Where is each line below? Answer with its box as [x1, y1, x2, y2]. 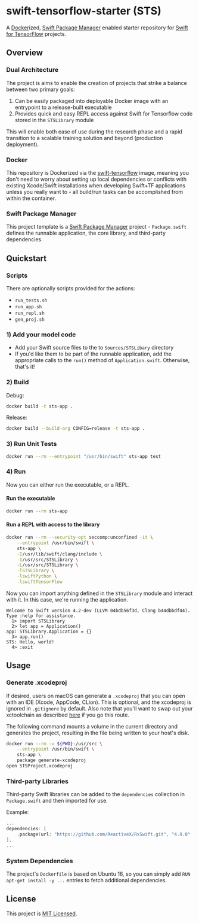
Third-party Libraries [6, 777, 69, 785]
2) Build [6, 378, 29, 387]
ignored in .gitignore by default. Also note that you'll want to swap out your [6, 705, 193, 712]
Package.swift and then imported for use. [6, 797, 108, 804]
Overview [6, 48, 43, 58]
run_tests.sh [14, 297, 48, 303]
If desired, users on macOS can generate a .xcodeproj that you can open [6, 692, 186, 699]
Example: [6, 809, 29, 816]
